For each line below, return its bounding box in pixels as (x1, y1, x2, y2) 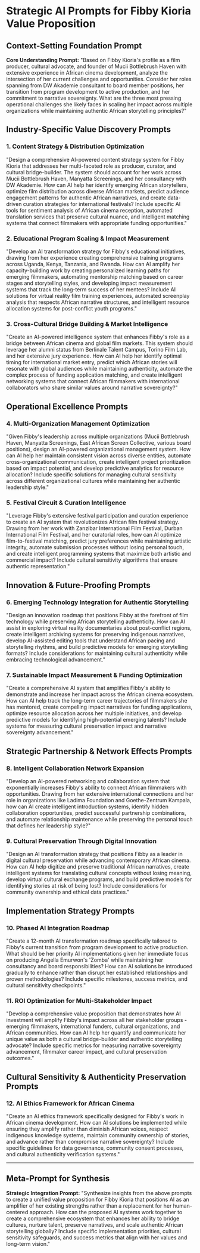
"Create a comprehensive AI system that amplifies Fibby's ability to (6, 685, 171, 692)
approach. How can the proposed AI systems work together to (29, 1208, 183, 1215)
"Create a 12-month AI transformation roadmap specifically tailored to (6, 937, 177, 944)
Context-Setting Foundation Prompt (6, 41, 142, 51)
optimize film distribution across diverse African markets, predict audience (6, 187, 189, 195)
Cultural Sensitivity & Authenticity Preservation (6, 1072, 186, 1082)
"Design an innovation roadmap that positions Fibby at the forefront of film (6, 611, 189, 618)
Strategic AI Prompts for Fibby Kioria (6, 4, 192, 18)
